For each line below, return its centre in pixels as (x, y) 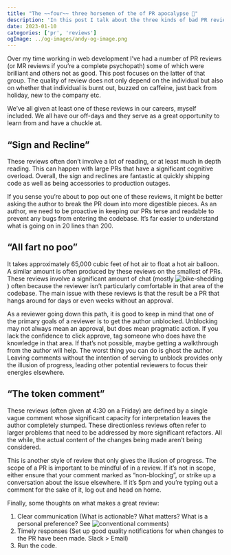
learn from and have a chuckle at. (55, 123)
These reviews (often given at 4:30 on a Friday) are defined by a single (108, 411)
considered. (24, 447)
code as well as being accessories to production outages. (89, 183)
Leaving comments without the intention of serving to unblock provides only (115, 358)
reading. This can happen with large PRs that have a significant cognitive (110, 168)
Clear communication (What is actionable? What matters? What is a (112, 516)
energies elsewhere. (36, 372)
